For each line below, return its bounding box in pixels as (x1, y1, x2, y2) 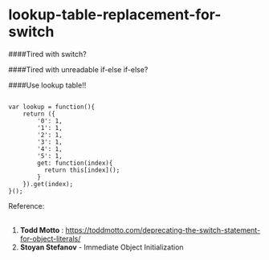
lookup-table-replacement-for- (8, 6, 222, 24)
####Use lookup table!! (8, 80, 87, 90)
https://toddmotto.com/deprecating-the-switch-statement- (65, 225, 261, 234)
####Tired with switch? (8, 49, 87, 59)
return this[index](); (43, 166, 120, 174)
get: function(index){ (37, 159, 113, 167)
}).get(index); (22, 180, 74, 188)
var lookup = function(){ (8, 103, 95, 111)
